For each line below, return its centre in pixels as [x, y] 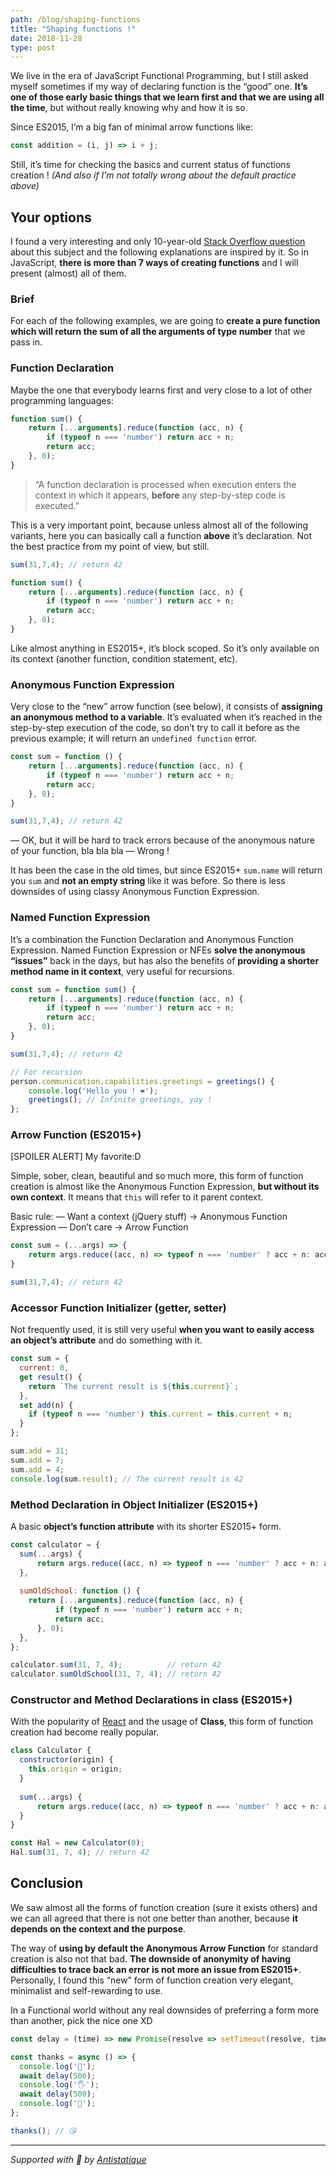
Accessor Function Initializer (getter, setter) [118, 1308]
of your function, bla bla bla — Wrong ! [90, 851]
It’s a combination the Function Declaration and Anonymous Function [152, 939]
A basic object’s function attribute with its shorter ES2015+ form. [146, 1526]
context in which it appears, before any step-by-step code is [160, 495]
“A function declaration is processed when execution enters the [165, 484]
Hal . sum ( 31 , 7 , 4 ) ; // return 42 [80, 1852]
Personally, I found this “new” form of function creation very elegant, [152, 1980]
